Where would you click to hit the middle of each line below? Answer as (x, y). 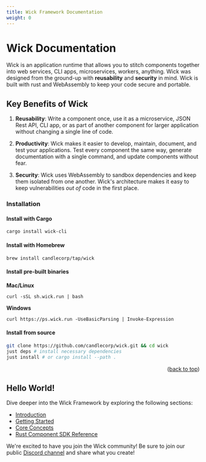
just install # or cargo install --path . (61, 357)
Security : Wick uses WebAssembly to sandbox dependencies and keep (106, 175)
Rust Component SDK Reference (56, 434)
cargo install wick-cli (37, 232)
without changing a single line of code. (64, 132)
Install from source (31, 333)
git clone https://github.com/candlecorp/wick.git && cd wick (87, 345)
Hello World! (31, 388)
